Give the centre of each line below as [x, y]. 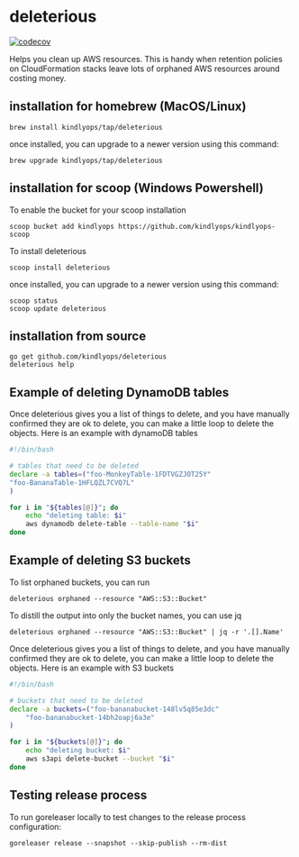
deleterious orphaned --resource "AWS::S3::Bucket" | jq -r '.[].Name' [146, 632]
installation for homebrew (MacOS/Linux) [128, 107]
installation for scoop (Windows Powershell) [136, 188]
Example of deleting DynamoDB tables [119, 392]
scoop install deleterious [60, 268]
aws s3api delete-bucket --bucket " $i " [100, 759]
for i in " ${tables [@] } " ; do [64, 507]
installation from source [78, 336]
